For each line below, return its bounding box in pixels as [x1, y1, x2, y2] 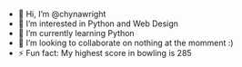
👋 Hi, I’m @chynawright [17, 9, 106, 19]
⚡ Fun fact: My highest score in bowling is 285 [17, 48, 193, 58]
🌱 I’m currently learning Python [17, 28, 135, 38]
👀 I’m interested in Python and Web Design [17, 18, 179, 29]
